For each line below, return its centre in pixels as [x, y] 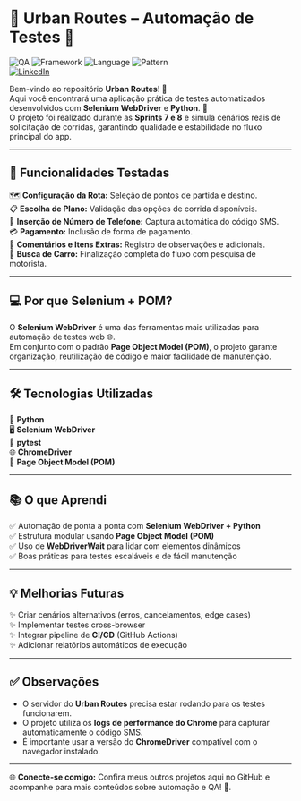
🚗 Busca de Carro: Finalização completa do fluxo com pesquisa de [133, 253]
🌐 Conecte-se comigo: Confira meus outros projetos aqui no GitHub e [140, 777]
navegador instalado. [61, 751]
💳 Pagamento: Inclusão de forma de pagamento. [101, 231]
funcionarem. [47, 713]
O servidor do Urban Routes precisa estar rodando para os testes [144, 703]
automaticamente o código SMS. [82, 732]
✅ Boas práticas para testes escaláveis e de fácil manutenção [123, 556]
